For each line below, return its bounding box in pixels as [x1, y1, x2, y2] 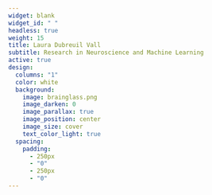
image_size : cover [22, 123, 83, 131]
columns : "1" [15, 71, 59, 79]
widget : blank [8, 11, 56, 20]
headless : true [8, 26, 59, 34]
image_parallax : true [22, 108, 94, 116]
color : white [15, 78, 59, 86]
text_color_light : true [22, 130, 102, 138]
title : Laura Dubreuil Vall [8, 41, 102, 49]
